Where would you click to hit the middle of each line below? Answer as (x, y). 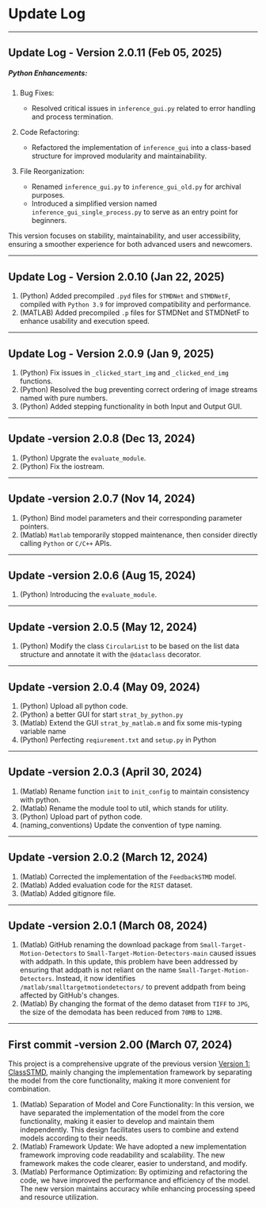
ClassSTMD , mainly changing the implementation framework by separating (130, 1072)
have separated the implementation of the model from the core (122, 1113)
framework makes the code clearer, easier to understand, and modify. (133, 1164)
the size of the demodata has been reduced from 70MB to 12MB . (121, 1012)
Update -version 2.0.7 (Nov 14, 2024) (102, 499)
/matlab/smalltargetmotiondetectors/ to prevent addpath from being (133, 987)
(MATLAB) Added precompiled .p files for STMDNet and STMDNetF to (134, 313)
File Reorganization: (52, 171)
